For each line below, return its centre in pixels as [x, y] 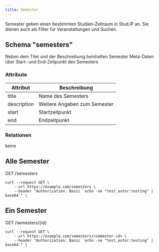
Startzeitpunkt [55, 112]
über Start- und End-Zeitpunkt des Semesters [52, 62]
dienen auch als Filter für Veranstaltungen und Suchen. [61, 29]
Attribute [16, 75]
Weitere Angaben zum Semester [76, 104]
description [21, 104]
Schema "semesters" [39, 45]
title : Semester [22, 10]
